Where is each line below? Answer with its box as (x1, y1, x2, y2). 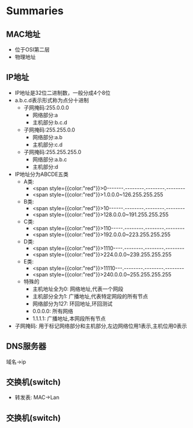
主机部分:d (32, 163, 58, 170)
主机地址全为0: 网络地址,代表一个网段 (32, 285, 124, 292)
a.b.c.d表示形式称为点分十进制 (14, 96, 89, 104)
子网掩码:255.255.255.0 (23, 148, 82, 155)
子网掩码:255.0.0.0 (23, 104, 69, 111)
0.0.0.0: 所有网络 (32, 307, 73, 314)
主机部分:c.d (32, 141, 63, 148)
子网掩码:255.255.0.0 (23, 126, 75, 133)
